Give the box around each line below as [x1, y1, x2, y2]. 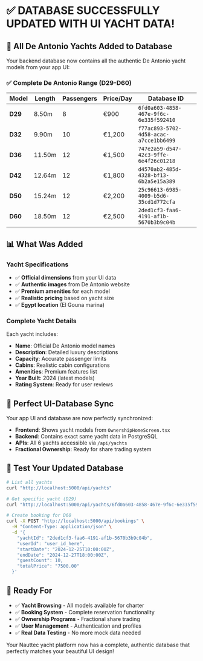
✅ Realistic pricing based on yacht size [14, 294, 115, 301]
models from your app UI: [6, 64, 70, 70]
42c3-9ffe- [138, 152, 169, 158]
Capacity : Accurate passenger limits [14, 355, 107, 363]
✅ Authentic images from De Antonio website [14, 280, 130, 288]
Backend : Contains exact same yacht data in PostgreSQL [14, 433, 158, 440]
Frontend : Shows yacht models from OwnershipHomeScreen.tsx [14, 426, 170, 434]
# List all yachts [6, 479, 53, 485]
